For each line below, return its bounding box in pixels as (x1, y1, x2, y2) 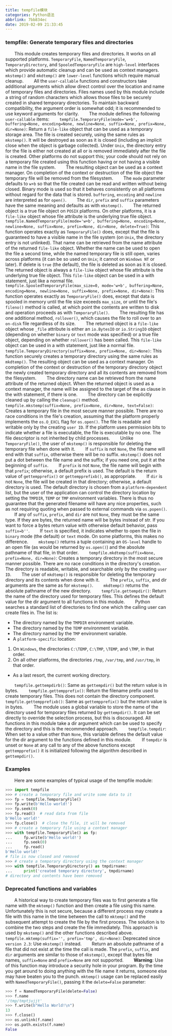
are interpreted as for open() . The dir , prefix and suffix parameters (5, 197, 159, 203)
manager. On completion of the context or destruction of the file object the (5, 169, 163, 176)
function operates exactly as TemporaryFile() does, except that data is (5, 293, 155, 299)
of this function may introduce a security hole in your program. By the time (5, 962, 163, 968)
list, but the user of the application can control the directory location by (5, 489, 156, 495)
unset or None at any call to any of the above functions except (5, 742, 135, 748)
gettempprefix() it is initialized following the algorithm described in (5, 747, 147, 754)
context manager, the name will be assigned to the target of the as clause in (5, 386, 166, 392)
